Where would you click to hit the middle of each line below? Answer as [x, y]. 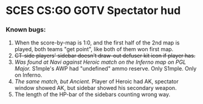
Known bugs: [26, 30]
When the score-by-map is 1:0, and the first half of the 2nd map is [97, 43]
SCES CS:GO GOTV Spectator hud [93, 11]
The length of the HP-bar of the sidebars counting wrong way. [92, 94]
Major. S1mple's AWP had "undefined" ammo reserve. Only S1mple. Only [105, 69]
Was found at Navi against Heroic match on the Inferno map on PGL [100, 62]
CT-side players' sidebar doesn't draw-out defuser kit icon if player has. [105, 56]
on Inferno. [28, 75]
